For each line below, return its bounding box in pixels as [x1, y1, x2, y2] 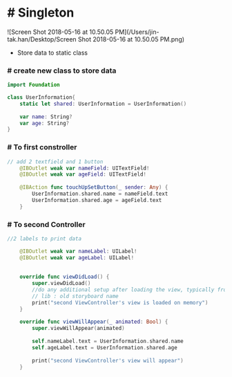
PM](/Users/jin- [115, 28, 159, 36]
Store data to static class [17, 48, 88, 57]
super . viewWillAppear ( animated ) [32, 325, 126, 332]
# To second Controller [7, 219, 86, 229]
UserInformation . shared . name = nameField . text [32, 190, 168, 198]
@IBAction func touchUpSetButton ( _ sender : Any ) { [19, 184, 168, 191]
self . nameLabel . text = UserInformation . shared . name [32, 338, 184, 345]
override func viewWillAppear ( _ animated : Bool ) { [19, 318, 168, 326]
